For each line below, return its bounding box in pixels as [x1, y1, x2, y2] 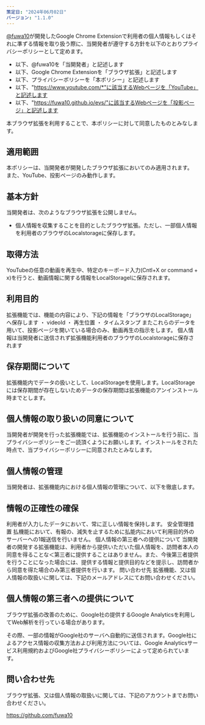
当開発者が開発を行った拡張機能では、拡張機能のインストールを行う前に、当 [6, 431, 199, 438]
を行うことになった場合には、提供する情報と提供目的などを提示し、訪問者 [6, 559, 193, 566]
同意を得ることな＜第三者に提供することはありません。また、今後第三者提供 [6, 551, 199, 558]
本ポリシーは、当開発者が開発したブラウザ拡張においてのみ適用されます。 [6, 164, 193, 171]
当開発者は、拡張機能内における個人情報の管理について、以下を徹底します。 [6, 483, 198, 491]
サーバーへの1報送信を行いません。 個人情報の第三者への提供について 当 [6, 536, 188, 543]
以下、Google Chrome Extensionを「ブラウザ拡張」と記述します [15, 68, 178, 75]
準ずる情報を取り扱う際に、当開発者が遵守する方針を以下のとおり [16, 40, 183, 47]
